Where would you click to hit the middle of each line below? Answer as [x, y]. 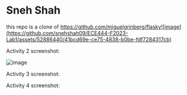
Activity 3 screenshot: [33, 74]
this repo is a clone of [33, 27]
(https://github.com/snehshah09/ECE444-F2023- [67, 33]
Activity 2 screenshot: [33, 50]
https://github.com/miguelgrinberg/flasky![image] [121, 27]
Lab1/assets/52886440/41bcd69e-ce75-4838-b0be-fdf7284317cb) [89, 39]
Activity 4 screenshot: [33, 85]
